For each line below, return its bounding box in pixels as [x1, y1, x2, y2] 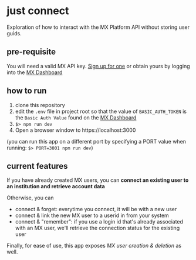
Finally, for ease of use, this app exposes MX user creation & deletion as [6, 242, 182, 249]
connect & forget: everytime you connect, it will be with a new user [15, 206, 177, 213]
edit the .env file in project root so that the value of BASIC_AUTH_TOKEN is [15, 108, 187, 115]
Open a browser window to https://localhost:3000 [15, 126, 136, 134]
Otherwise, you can [6, 194, 54, 201]
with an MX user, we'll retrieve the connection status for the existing [15, 225, 180, 232]
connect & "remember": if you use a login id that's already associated [15, 218, 184, 225]
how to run [6, 86, 47, 96]
